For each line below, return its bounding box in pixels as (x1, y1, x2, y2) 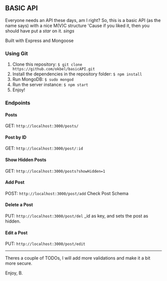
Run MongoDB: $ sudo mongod (12, 76, 74, 82)
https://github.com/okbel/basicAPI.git (12, 67, 95, 72)
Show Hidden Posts (5, 157, 47, 163)
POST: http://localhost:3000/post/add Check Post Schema (5, 190, 129, 196)
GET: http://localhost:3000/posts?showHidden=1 (5, 168, 105, 174)
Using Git (5, 50, 28, 57)
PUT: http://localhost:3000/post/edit (5, 241, 85, 247)
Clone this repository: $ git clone (12, 61, 83, 67)
